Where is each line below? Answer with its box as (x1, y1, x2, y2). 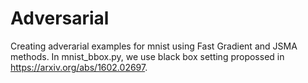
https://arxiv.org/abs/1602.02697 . (10, 61, 148, 73)
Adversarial (10, 7, 110, 30)
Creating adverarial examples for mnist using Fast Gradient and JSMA (10, 40, 298, 52)
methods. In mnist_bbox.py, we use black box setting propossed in (10, 50, 285, 62)
